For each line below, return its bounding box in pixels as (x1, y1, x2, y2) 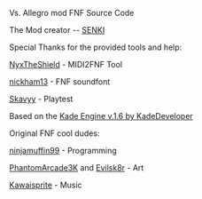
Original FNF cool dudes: (9, 128, 100, 139)
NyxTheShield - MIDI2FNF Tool (9, 60, 122, 69)
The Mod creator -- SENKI (9, 25, 105, 35)
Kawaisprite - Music (9, 179, 82, 190)
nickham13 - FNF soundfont (9, 76, 111, 87)
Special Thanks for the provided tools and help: (9, 42, 183, 52)
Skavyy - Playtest (9, 93, 74, 104)
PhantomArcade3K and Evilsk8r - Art (9, 163, 144, 172)
